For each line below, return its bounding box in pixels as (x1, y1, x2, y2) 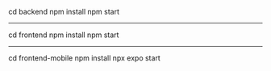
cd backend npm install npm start (8, 7, 119, 16)
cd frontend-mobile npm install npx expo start (8, 53, 161, 63)
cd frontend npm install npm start (8, 30, 119, 40)
